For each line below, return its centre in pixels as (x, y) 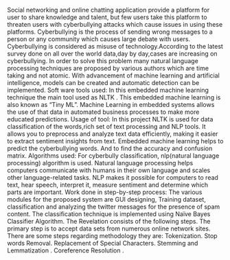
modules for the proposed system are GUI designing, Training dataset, (106, 199)
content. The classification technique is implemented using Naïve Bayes (109, 214)
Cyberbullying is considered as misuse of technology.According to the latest (115, 46)
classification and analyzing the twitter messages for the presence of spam (114, 206)
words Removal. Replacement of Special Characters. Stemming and (103, 243)
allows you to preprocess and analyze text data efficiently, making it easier (113, 134)
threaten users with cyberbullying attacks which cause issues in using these (115, 24)
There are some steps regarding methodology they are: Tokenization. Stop (112, 236)
